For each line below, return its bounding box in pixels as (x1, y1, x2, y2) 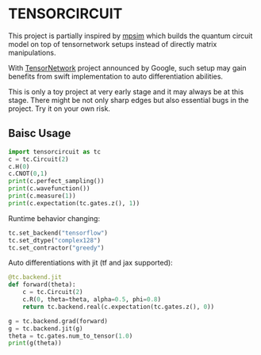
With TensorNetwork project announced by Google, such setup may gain (8, 63, 248, 72)
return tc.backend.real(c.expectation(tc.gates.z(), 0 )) (22, 303, 215, 311)
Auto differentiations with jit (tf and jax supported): (8, 258, 173, 268)
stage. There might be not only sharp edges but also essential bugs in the (8, 95, 249, 105)
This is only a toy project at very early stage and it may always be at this (8, 86, 244, 96)
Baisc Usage (8, 127, 71, 140)
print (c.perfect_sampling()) (8, 177, 105, 185)
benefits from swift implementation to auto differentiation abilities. (8, 71, 224, 81)
